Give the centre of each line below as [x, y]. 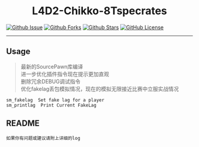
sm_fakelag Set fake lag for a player [55, 100]
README [23, 124]
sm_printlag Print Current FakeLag [51, 105]
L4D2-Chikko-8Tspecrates [99, 11]
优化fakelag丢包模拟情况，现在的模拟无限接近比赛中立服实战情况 [99, 89]
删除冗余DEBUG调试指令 [51, 81]
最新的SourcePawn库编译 [52, 66]
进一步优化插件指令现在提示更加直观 [65, 74]
